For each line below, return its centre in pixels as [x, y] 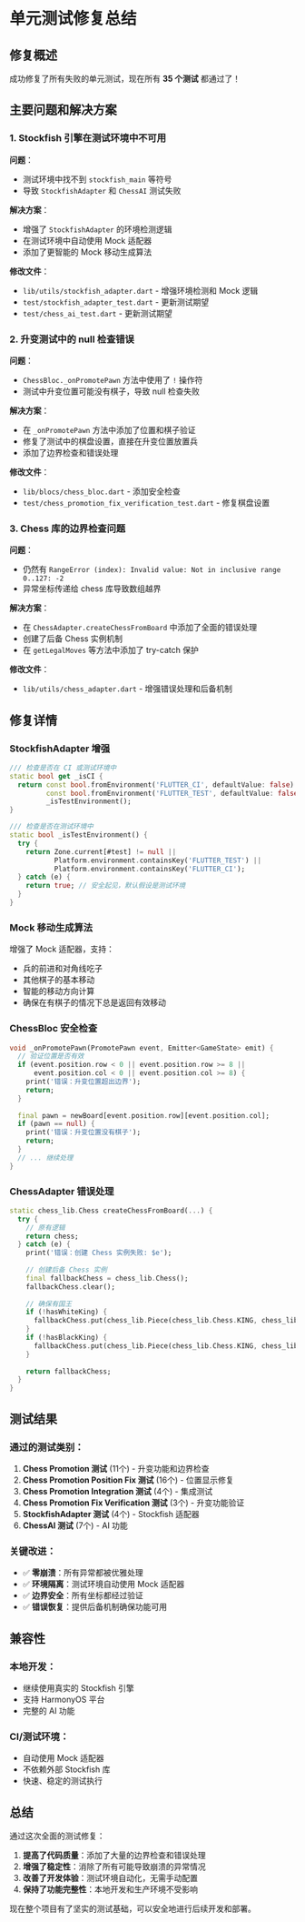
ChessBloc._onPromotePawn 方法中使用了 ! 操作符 [113, 379]
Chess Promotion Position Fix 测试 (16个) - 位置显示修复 [128, 1480]
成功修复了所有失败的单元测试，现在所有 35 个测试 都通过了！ [125, 79]
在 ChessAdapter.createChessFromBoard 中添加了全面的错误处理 [139, 628]
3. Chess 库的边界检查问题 [68, 528]
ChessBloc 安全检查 [54, 1029]
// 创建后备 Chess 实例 [66, 1270]
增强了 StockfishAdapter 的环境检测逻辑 [97, 229]
